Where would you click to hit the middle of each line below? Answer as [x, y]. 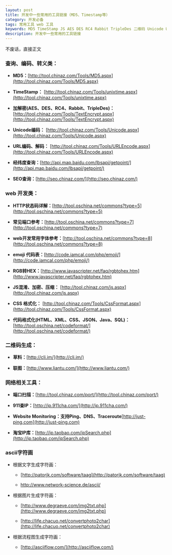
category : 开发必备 [25, 19]
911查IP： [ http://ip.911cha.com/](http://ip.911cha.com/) [70, 406]
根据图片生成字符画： [35, 495]
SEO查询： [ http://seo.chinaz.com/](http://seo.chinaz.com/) [75, 179]
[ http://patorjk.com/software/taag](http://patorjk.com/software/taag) [93, 475]
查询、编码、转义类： [31, 63]
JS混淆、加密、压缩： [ [37, 287]
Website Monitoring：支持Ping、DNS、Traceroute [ [68, 416]
